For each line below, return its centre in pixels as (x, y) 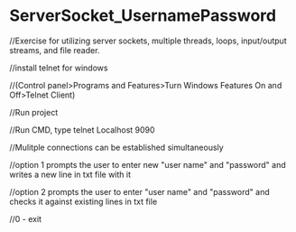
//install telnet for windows (59, 68)
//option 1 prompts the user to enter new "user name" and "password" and (148, 164)
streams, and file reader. (55, 50)
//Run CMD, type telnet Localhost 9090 (82, 130)
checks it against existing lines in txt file (83, 201)
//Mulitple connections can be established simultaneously (116, 147)
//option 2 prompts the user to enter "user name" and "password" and (139, 191)
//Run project (34, 112)
